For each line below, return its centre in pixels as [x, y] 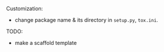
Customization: [25, 9]
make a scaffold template [46, 43]
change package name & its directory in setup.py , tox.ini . [86, 20]
